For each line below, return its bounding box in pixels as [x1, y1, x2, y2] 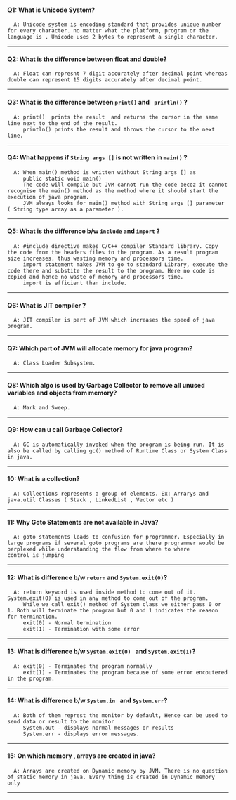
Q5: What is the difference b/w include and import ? [7, 227, 160, 235]
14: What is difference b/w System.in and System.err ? [7, 696, 168, 705]
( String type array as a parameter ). [7, 206, 124, 213]
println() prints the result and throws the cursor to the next [22, 126, 216, 133]
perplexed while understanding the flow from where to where [7, 546, 190, 553]
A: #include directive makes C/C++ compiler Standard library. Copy [13, 243, 218, 250]
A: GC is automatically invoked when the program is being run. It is [13, 441, 225, 448]
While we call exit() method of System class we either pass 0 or [22, 601, 221, 608]
